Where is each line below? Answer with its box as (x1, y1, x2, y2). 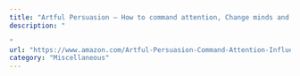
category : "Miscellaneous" (9, 54, 110, 63)
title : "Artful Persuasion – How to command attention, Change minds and (9, 12, 290, 22)
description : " (9, 21, 66, 30)
